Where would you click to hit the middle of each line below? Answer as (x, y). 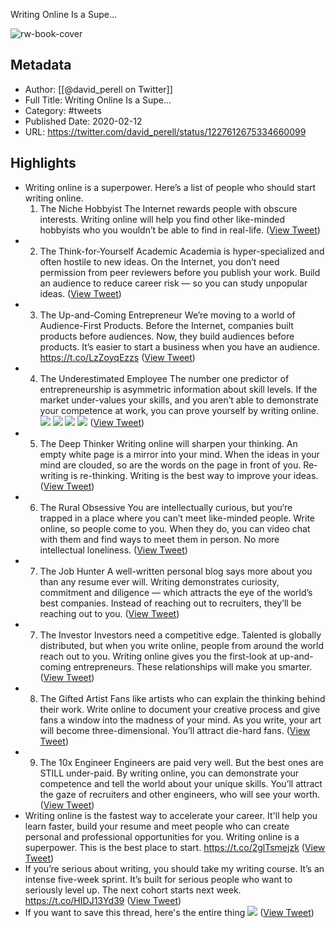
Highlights (43, 163)
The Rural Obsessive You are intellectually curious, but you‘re (166, 507)
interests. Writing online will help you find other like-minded (162, 219)
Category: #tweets (63, 110)
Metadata (41, 65)
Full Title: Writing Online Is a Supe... (98, 100)
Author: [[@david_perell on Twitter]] (98, 89)
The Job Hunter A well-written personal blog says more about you (176, 571)
